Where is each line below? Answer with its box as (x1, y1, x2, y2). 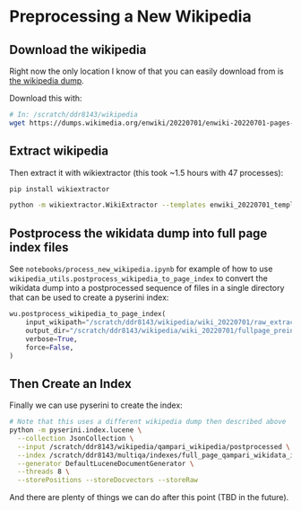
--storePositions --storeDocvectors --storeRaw (17, 476, 199, 485)
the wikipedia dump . (9, 75, 85, 86)
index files (9, 240, 69, 255)
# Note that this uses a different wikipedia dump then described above (9, 418, 287, 427)
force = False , (25, 343, 74, 352)
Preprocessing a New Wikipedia (9, 6, 253, 27)
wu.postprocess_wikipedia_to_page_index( (9, 310, 167, 319)
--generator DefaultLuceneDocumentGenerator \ (17, 459, 194, 468)
